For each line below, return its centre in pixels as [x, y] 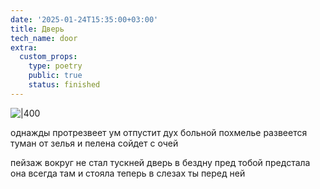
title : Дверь [37, 29]
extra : [24, 47]
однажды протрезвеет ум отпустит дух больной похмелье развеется [159, 132]
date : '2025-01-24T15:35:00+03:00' [84, 19]
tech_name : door [44, 38]
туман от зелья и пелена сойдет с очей [94, 143]
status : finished [64, 85]
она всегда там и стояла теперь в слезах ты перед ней [128, 173]
